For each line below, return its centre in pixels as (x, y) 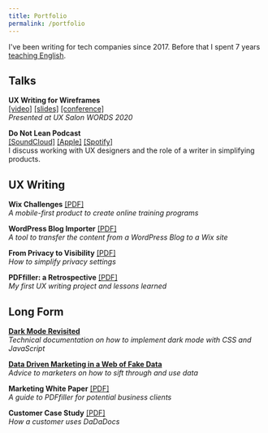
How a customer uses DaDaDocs (64, 421)
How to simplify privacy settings (62, 262)
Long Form (36, 312)
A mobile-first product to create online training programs (104, 213)
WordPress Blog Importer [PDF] (63, 229)
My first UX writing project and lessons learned (88, 286)
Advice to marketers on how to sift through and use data (104, 372)
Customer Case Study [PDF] (57, 413)
